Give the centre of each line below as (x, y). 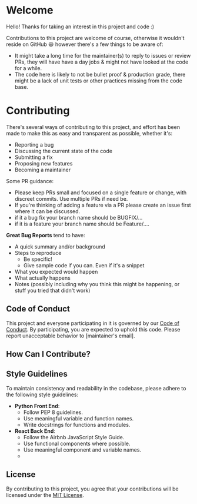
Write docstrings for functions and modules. (77, 425)
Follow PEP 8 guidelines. (53, 412)
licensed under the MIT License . (45, 495)
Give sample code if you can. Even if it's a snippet (84, 265)
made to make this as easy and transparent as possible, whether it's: (89, 133)
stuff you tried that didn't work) (52, 290)
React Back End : (35, 431)
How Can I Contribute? (49, 354)
